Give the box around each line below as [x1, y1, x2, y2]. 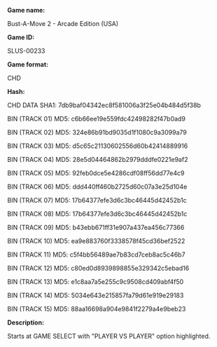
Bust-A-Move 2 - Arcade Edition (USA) [7, 20, 119, 27]
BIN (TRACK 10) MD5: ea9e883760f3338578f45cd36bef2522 [7, 237, 185, 245]
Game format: [7, 60, 49, 69]
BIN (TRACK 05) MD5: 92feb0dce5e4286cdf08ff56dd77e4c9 [7, 169, 185, 177]
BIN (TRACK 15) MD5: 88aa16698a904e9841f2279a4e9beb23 [7, 305, 186, 313]
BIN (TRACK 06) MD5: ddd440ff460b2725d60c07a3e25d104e [7, 182, 188, 191]
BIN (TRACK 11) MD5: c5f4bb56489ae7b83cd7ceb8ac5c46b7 [7, 250, 185, 259]
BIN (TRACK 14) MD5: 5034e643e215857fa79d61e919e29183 [7, 291, 184, 299]
